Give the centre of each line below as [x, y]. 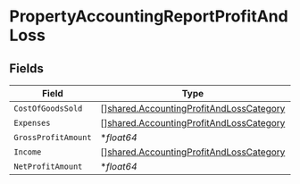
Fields [27, 68]
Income [28, 152]
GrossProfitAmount [53, 137]
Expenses [32, 123]
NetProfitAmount [48, 167]
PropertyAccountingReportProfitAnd [149, 17]
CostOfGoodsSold [48, 109]
